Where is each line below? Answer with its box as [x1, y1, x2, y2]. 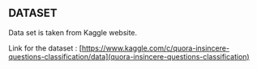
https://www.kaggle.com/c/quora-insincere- [81, 43, 229, 53]
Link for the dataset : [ [8, 43, 83, 53]
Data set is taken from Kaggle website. [8, 27, 138, 37]
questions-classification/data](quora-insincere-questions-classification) [8, 51, 250, 61]
